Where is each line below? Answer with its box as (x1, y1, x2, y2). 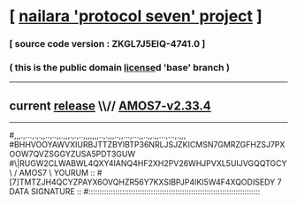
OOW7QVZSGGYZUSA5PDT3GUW (9, 148, 136, 160)
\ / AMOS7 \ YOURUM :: (9, 168, 95, 178)
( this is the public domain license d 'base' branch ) (9, 62, 230, 74)
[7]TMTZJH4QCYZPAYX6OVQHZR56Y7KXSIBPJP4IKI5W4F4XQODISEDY (9, 177, 276, 187)
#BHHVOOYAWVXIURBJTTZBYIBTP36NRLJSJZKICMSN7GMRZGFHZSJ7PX (9, 140, 286, 150)
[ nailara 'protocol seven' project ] (9, 6, 263, 26)
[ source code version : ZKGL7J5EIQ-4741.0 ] (9, 38, 206, 50)
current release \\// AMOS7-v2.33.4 (9, 98, 212, 113)
